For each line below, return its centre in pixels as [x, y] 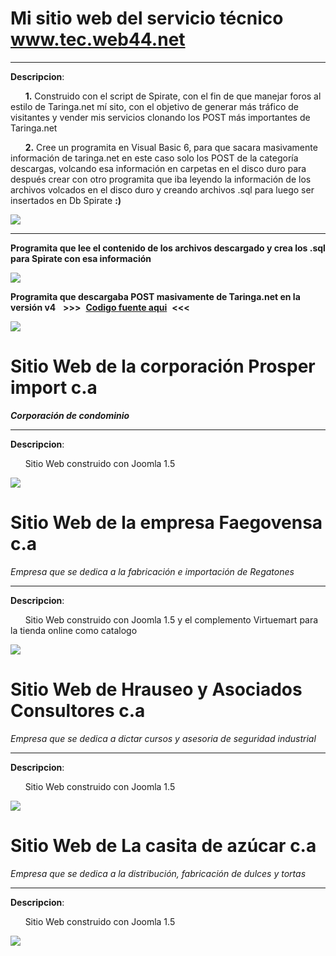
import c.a [54, 388]
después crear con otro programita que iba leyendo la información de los [161, 179]
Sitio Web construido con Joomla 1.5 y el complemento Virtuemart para [171, 619]
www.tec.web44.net [98, 39]
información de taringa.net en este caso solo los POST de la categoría [154, 158]
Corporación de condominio [70, 415]
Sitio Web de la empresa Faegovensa [166, 523]
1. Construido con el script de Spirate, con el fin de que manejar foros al [173, 96]
